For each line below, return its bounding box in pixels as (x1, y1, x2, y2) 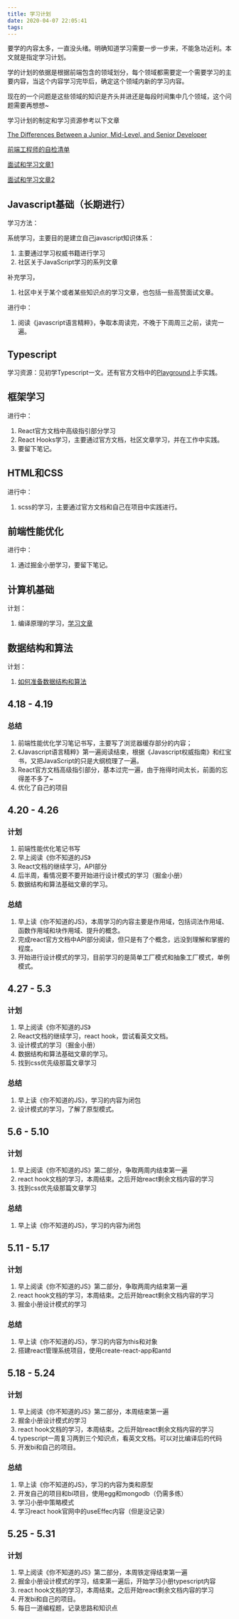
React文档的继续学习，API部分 (17, 862, 107, 871)
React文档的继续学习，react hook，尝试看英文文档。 (17, 1032, 172, 1040)
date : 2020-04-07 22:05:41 (7, 17, 87, 24)
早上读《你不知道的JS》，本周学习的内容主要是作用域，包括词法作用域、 (17, 917, 228, 926)
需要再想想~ (13, 101, 50, 110)
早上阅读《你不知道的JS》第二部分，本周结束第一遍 (17, 1407, 169, 1416)
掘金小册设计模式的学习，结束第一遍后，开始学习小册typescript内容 (17, 1577, 216, 1586)
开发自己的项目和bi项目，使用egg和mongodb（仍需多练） (17, 1489, 188, 1497)
